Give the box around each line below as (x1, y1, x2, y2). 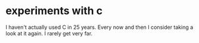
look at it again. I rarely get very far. (5, 29, 93, 37)
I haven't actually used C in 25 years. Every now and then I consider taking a (5, 24, 194, 31)
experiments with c (5, 4, 103, 18)
